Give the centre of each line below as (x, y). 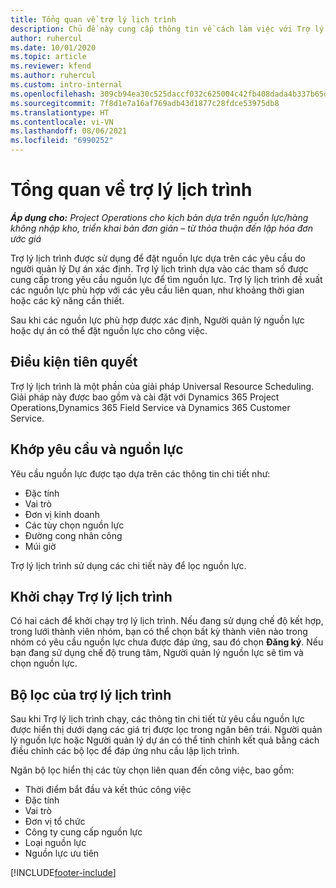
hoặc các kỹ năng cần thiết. (67, 300)
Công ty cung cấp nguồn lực (83, 832)
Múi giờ (40, 546)
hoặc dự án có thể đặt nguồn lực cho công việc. (109, 330)
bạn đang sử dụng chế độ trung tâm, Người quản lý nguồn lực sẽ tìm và (157, 653)
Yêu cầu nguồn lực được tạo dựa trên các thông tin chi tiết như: (140, 473)
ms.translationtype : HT (60, 112)
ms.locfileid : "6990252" (62, 141)
